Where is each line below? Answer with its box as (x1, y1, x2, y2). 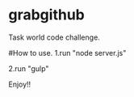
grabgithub (8, 6, 85, 24)
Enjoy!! (8, 79, 31, 89)
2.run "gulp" (8, 63, 49, 74)
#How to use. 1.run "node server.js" (8, 48, 127, 57)
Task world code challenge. (8, 32, 101, 42)
